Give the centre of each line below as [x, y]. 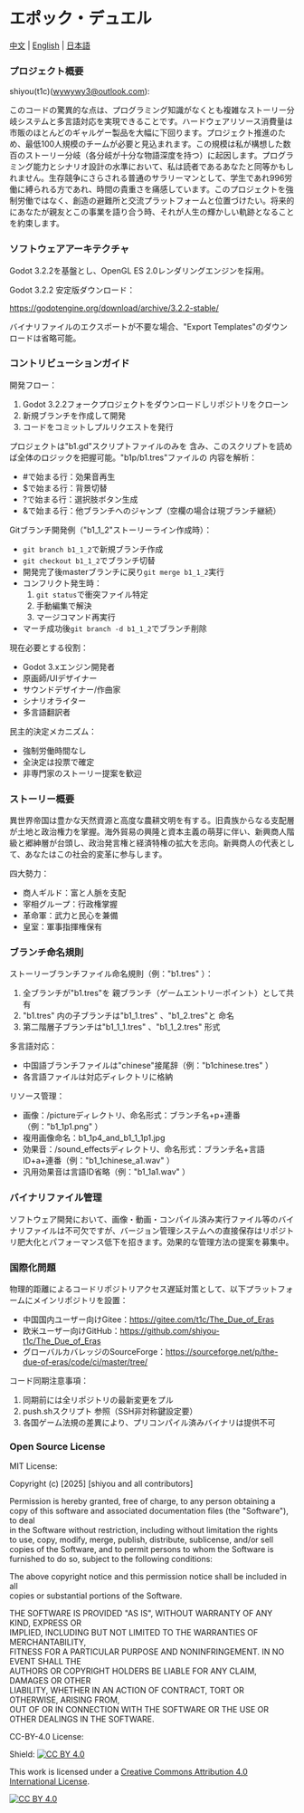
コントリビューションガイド [70, 363]
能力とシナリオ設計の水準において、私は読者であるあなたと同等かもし [163, 167]
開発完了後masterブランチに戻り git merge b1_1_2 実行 [123, 571]
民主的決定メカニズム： [53, 731]
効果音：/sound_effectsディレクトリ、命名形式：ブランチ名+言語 [143, 1149]
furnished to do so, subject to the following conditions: [111, 1559]
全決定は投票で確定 [58, 762]
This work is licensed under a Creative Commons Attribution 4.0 [129, 1772]
